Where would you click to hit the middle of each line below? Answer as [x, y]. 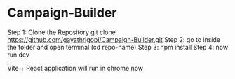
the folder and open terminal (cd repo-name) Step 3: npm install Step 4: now [118, 47]
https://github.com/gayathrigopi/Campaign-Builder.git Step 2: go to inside [114, 39]
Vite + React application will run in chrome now [75, 68]
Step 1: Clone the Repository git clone [61, 32]
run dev [19, 55]
